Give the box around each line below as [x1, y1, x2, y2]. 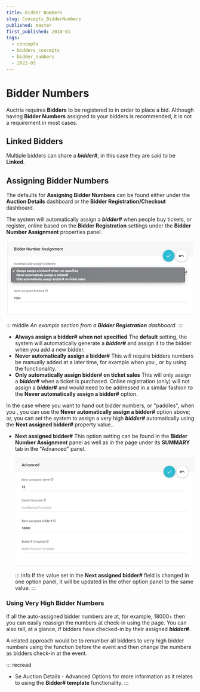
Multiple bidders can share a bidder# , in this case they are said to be [6, 152, 176, 159]
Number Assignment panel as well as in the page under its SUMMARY [14, 439, 190, 446]
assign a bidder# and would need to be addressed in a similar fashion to [14, 384, 193, 391]
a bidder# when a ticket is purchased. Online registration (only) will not [14, 378, 190, 385]
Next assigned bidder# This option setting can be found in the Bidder [14, 433, 188, 440]
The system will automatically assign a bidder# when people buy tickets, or [6, 216, 192, 223]
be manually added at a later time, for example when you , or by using [14, 359, 187, 366]
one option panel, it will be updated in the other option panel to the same [14, 578, 194, 585]
